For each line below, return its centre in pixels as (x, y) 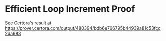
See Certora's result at (28, 23)
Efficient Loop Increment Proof (70, 9)
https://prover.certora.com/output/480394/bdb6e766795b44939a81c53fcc (83, 28)
